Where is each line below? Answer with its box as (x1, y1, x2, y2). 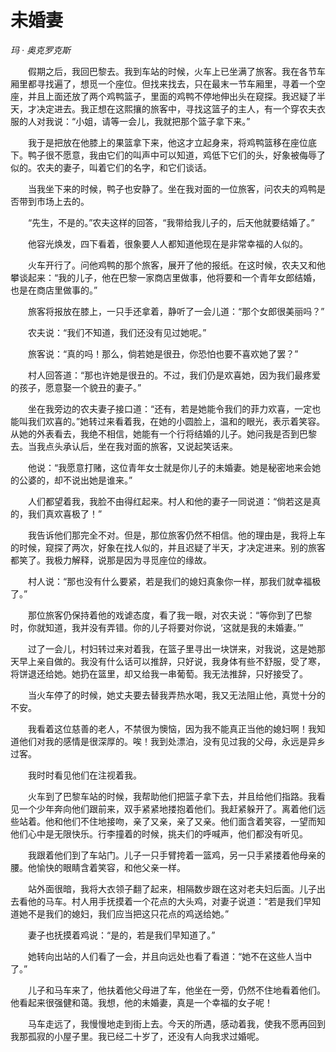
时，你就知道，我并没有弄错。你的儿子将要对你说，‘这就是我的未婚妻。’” (10, 621, 304, 633)
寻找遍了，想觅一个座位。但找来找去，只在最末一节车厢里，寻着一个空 (36, 77, 326, 90)
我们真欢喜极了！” (27, 507, 103, 520)
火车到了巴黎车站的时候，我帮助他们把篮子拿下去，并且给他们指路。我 (27, 790, 317, 802)
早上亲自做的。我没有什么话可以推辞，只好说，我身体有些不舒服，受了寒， (18, 655, 326, 667)
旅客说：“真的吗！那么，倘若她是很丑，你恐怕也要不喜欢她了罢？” (27, 347, 299, 360)
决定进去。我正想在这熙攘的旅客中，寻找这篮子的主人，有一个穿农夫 (36, 102, 317, 115)
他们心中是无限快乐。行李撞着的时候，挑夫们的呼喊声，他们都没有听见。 (10, 827, 308, 840)
